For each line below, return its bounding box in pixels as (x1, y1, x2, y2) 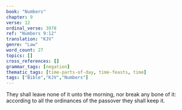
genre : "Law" (6, 42, 38, 48)
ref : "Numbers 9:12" (6, 31, 57, 37)
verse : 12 (6, 20, 31, 25)
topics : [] (6, 53, 33, 59)
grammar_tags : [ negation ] (6, 63, 70, 70)
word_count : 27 (6, 47, 44, 53)
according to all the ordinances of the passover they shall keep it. (6, 97, 165, 104)
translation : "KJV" (6, 36, 54, 42)
